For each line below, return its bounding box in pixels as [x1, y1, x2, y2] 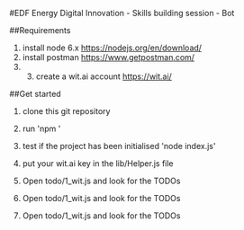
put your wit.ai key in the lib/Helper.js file [22, 158, 174, 169]
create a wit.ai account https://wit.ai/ [35, 71, 173, 82]
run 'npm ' [22, 123, 61, 134]
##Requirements [9, 25, 71, 35]
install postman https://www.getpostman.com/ [22, 52, 195, 62]
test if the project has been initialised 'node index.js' [22, 141, 216, 151]
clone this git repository [22, 106, 111, 116]
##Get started [9, 89, 61, 99]
